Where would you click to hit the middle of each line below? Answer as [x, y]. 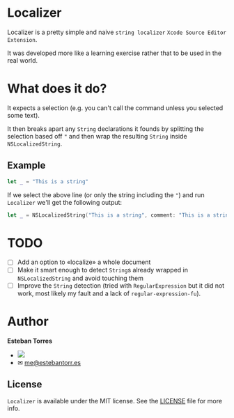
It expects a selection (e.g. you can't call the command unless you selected [115, 108]
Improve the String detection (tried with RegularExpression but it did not [121, 285]
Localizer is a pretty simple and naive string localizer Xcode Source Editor [117, 32]
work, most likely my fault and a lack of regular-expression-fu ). [109, 293]
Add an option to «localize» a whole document [84, 262]
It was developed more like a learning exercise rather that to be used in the [114, 53]
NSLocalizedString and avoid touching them [80, 278]
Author [28, 321]
